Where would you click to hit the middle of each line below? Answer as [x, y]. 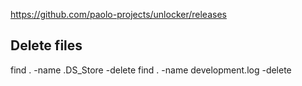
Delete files [46, 45]
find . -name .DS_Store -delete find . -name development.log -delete [151, 70]
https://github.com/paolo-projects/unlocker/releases [118, 14]
